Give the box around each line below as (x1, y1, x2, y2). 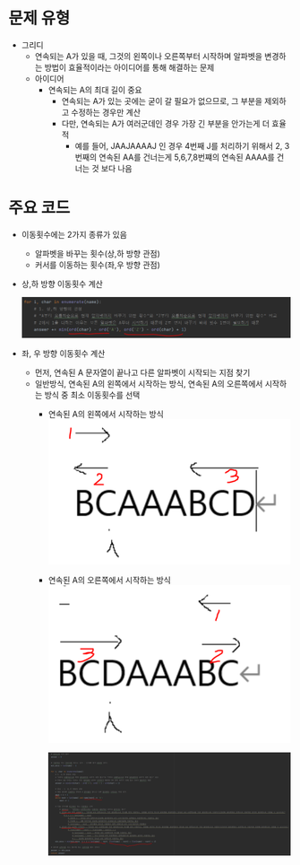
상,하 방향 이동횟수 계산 (21, 278, 104, 289)
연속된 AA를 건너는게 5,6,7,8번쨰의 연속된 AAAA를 (99, 152, 275, 162)
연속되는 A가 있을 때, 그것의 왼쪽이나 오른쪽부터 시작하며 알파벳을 (34, 50, 263, 61)
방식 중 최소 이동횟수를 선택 (44, 389, 141, 400)
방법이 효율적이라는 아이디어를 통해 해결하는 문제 (44, 62, 215, 73)
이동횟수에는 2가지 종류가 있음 (21, 229, 127, 240)
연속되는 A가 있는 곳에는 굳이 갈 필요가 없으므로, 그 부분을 (61, 95, 263, 106)
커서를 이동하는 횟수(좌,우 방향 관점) (34, 259, 160, 270)
